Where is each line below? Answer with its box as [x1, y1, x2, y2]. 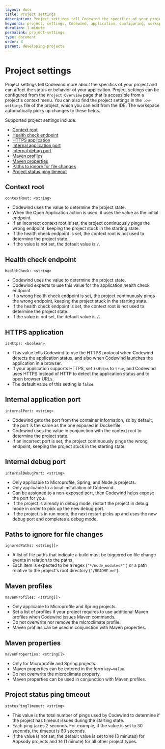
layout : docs [5, 7, 32, 12]
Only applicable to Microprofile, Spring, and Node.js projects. [12, 479, 136, 485]
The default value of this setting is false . [12, 381, 95, 387]
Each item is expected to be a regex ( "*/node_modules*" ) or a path [12, 562, 147, 568]
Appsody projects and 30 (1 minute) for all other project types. [12, 738, 137, 744]
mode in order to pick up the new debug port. [12, 506, 105, 511]
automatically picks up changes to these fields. [5, 107, 101, 113]
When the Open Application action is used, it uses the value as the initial [12, 210, 159, 216]
